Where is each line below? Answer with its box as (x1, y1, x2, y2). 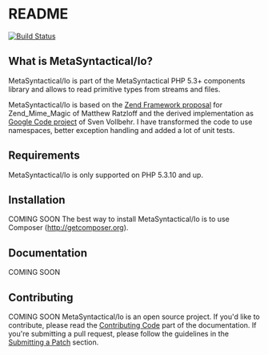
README (8, 5, 69, 23)
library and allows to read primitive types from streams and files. (8, 84, 221, 94)
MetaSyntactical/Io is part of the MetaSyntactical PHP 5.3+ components (8, 75, 246, 85)
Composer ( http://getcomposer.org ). (8, 223, 129, 232)
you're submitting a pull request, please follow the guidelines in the (8, 329, 230, 338)
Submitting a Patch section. (8, 337, 99, 347)
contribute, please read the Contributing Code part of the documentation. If (8, 321, 257, 329)
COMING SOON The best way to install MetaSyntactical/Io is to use (8, 214, 230, 224)
